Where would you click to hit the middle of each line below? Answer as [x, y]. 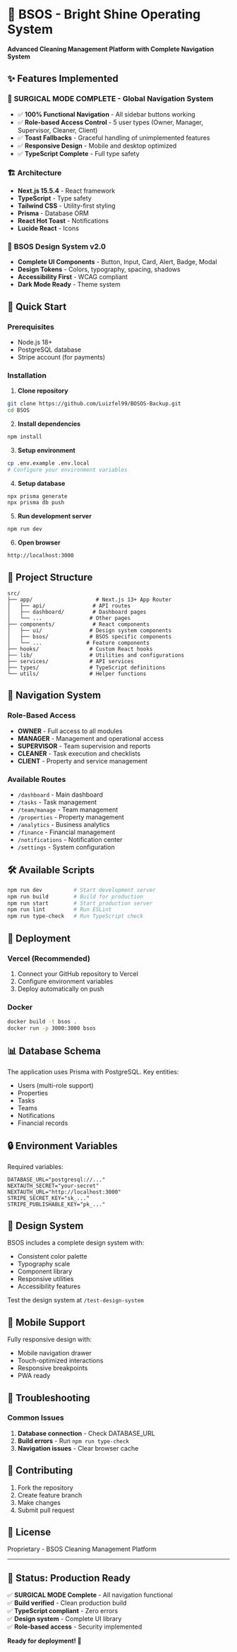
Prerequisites [31, 326]
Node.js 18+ [35, 342]
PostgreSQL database [49, 350]
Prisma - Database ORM [53, 213]
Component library [45, 1271]
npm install [25, 436]
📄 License [29, 1532]
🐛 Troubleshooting [49, 1398]
